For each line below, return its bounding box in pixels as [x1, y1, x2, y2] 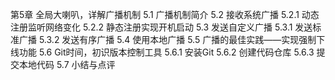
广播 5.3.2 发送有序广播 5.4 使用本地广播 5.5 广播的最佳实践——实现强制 [18, 34, 317, 45]
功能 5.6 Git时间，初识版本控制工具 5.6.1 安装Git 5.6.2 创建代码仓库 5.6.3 [18, 46, 315, 58]
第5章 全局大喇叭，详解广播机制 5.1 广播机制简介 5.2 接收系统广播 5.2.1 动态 [10, 9, 320, 20]
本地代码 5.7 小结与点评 [18, 59, 116, 70]
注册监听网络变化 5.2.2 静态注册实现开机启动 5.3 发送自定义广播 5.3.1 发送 [10, 21, 313, 33]
